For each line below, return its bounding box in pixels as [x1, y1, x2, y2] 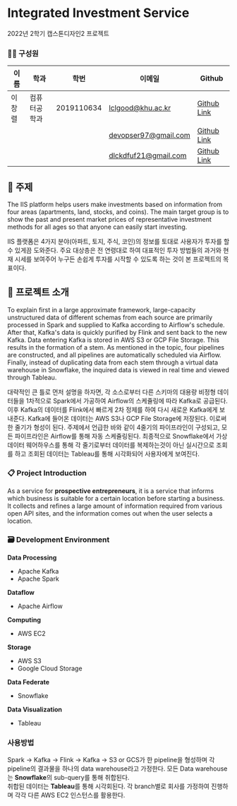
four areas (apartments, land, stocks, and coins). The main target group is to [7, 208, 229, 216]
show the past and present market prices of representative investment [7, 215, 212, 224]
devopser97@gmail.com [109, 131, 190, 141]
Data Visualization [7, 705, 62, 714]
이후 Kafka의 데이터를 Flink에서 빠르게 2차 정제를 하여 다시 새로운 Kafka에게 [7, 405, 218, 414]
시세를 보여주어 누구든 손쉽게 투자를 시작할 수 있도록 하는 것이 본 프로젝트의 [14, 255, 222, 263]
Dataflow [7, 588, 35, 597]
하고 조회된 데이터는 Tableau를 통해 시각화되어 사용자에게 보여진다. [14, 449, 200, 458]
